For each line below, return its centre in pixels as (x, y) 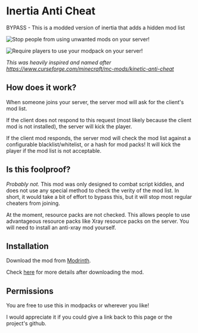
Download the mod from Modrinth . (49, 261)
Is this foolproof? (38, 170)
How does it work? (41, 88)
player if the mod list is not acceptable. (54, 150)
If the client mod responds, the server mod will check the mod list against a (98, 138)
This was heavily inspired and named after (59, 62)
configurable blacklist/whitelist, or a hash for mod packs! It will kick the (93, 144)
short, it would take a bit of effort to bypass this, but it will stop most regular (99, 196)
